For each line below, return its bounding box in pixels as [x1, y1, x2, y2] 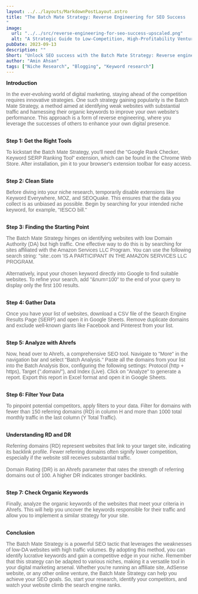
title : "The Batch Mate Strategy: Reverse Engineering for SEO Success [6, 14, 186, 20]
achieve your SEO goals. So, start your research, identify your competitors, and [6, 576, 187, 583]
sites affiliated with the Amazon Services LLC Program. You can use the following [6, 247, 192, 253]
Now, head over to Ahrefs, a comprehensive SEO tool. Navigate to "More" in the [6, 351, 189, 357]
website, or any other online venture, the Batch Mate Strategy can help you [6, 570, 177, 577]
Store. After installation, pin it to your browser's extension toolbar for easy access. [6, 160, 192, 167]
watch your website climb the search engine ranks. [6, 582, 122, 589]
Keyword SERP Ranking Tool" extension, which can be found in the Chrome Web [6, 154, 192, 161]
